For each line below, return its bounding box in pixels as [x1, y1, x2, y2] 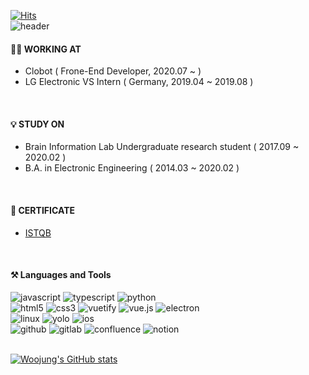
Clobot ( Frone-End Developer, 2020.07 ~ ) [24, 65, 202, 77]
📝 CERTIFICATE [10, 205, 76, 216]
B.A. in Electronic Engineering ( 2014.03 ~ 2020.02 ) [24, 162, 240, 174]
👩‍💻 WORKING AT [10, 43, 82, 55]
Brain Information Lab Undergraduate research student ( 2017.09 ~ [24, 141, 300, 153]
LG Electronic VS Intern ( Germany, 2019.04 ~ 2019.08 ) [24, 76, 254, 88]
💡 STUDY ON [10, 118, 65, 130]
